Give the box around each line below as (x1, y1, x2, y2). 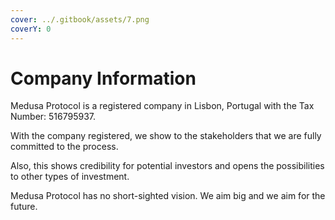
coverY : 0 (10, 24, 52, 34)
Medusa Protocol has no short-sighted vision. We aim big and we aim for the (10, 190, 326, 202)
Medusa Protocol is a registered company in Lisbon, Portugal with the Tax (10, 100, 315, 112)
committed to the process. (10, 141, 119, 153)
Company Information (10, 67, 197, 90)
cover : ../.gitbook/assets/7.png (10, 14, 150, 25)
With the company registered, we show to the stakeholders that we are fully (10, 130, 322, 142)
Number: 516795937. (10, 111, 97, 123)
